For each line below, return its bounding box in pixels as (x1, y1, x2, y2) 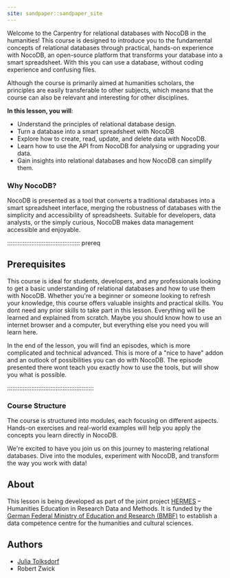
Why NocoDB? (7, 181, 57, 190)
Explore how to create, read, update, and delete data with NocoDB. (16, 135, 207, 143)
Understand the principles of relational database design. (16, 119, 176, 128)
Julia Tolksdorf (16, 557, 60, 565)
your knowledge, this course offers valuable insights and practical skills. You (7, 299, 224, 307)
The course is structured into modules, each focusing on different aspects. (7, 417, 218, 425)
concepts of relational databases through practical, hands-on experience (7, 43, 214, 51)
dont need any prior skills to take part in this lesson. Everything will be (7, 306, 205, 314)
